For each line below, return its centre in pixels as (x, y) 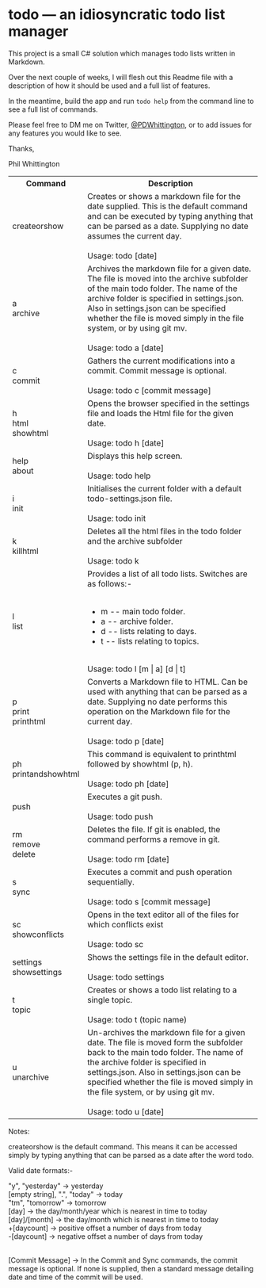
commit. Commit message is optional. (157, 370)
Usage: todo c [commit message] (149, 390)
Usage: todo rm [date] (128, 859)
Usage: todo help (119, 476)
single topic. (110, 999)
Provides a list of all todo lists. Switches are (167, 574)
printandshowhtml (46, 774)
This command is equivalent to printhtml (161, 754)
